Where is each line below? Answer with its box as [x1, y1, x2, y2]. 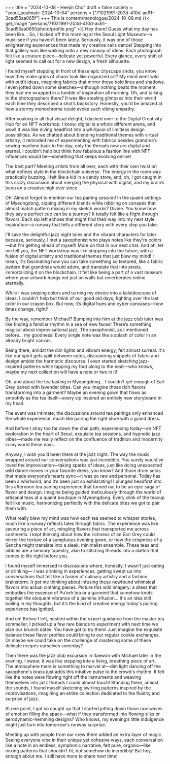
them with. [5, 505, 27, 511]
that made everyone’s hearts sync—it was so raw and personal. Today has [5, 473, 161, 479]
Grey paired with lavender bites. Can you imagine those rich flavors [5, 384, 146, 390]
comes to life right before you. [5, 553, 69, 559]
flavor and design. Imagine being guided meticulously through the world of [5, 489, 161, 495]
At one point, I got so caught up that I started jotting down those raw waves [5, 706, 163, 711]
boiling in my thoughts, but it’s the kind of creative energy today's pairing [5, 601, 158, 606]
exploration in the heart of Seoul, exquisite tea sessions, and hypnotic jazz [5, 431, 161, 437]
